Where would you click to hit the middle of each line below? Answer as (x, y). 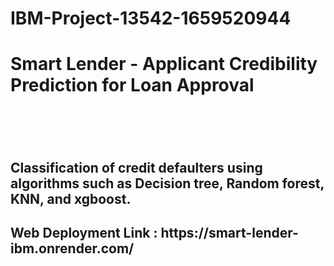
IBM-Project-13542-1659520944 (151, 18)
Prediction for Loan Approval (132, 85)
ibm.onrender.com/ (72, 248)
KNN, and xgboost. (71, 198)
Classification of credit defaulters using (136, 167)
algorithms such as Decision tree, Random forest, (167, 183)
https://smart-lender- (229, 233)
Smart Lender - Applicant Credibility (164, 64)
